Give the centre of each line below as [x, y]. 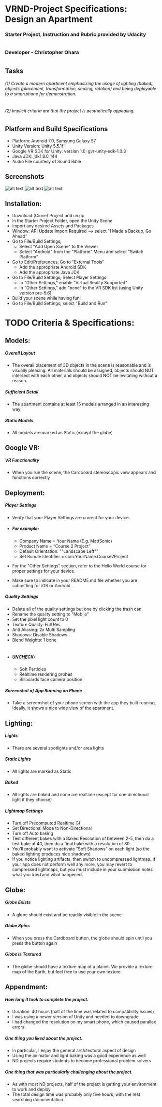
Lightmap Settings [24, 811]
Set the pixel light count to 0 [40, 619]
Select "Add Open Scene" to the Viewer [59, 246]
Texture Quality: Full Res [36, 624]
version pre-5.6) [35, 293]
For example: [26, 528]
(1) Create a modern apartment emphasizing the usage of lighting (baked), [80, 84]
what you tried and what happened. [47, 875]
